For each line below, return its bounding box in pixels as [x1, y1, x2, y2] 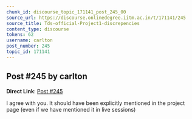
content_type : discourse [6, 26, 69, 32]
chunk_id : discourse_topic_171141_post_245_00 [6, 9, 126, 15]
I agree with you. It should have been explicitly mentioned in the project [6, 99, 185, 107]
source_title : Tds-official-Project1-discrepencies [6, 20, 140, 26]
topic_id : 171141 [6, 49, 50, 55]
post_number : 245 [6, 43, 50, 49]
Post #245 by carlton [6, 71, 88, 82]
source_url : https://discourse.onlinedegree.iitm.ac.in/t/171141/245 [6, 15, 187, 21]
